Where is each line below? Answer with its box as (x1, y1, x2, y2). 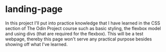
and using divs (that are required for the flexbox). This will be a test (5, 30, 143, 36)
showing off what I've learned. (5, 41, 68, 47)
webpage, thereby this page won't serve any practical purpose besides (5, 36, 152, 42)
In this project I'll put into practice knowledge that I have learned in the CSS (5, 20, 160, 26)
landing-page (5, 3, 63, 15)
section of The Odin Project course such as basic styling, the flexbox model (5, 25, 161, 31)
